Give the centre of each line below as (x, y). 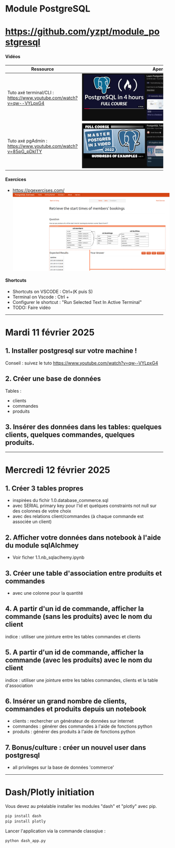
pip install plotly (26, 821)
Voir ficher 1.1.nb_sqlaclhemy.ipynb (48, 558)
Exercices (16, 179)
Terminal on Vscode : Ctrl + (41, 297)
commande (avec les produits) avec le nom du (79, 660)
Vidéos (13, 56)
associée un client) (32, 522)
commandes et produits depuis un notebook (76, 709)
